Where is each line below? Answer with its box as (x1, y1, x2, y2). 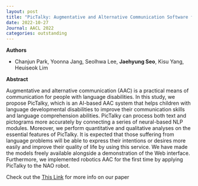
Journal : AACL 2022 (6, 25, 54, 31)
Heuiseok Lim (14, 64, 48, 71)
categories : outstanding (6, 31, 67, 36)
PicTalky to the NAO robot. (6, 162, 71, 170)
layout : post (6, 8, 38, 15)
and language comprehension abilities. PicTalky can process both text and (6, 112, 187, 119)
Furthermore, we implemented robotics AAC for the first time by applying (6, 156, 183, 163)
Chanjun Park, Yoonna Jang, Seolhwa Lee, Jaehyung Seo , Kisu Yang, (14, 58, 184, 65)
